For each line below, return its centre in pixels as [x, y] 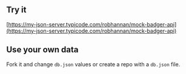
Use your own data [42, 50]
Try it [16, 10]
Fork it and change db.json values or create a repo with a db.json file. [93, 64]
